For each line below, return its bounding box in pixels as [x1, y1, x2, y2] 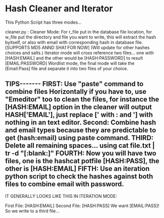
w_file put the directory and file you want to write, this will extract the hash [5, 34, 157, 40]
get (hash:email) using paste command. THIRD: [5, 134, 154, 142]
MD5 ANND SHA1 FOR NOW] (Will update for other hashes [31, 44, 150, 50]
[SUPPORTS [5, 44, 31, 50]
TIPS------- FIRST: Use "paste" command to [5, 80, 144, 88]
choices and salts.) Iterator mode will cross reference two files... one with [5, 50, 154, 56]
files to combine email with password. [5, 180, 124, 188]
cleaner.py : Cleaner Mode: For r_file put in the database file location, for [5, 29, 152, 35]
